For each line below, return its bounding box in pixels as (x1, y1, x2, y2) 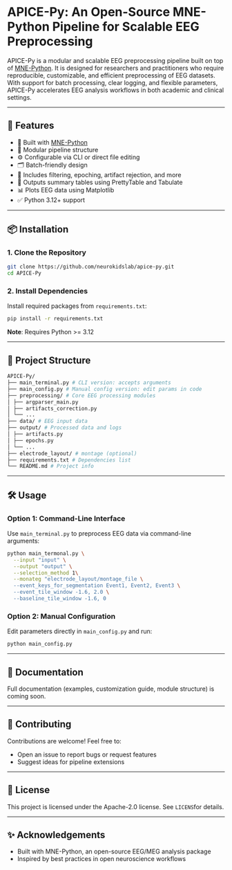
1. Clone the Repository (7, 248, 86, 257)
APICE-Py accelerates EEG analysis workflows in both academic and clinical (7, 86, 224, 94)
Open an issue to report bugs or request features (17, 750, 157, 759)
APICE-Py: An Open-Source (7, 4, 171, 20)
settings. (7, 93, 32, 101)
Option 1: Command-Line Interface (7, 514, 126, 523)
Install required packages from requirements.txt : (7, 302, 147, 310)
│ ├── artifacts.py (7, 431, 64, 438)
